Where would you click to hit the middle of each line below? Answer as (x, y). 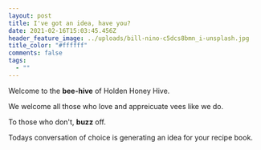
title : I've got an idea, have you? (69, 23)
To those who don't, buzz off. (57, 122)
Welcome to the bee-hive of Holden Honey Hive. (89, 91)
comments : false (35, 53)
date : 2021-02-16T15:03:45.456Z (62, 30)
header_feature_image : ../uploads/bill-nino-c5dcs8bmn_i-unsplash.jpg (129, 38)
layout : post (30, 16)
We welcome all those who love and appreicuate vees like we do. (116, 106)
